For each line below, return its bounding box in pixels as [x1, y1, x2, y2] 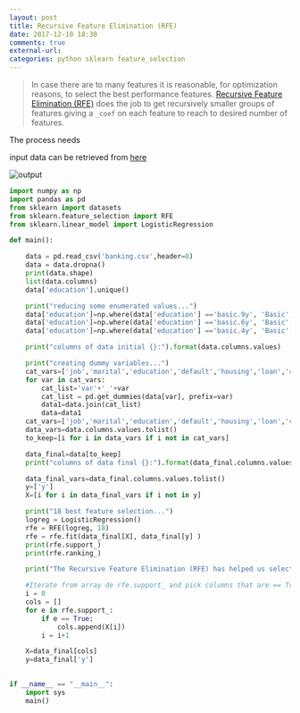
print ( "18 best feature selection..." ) [25, 507, 174, 516]
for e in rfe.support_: [25, 606, 114, 615]
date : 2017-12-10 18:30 [9, 30, 98, 38]
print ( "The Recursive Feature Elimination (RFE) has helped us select [25, 564, 294, 573]
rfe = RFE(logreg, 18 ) [25, 523, 110, 532]
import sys [25, 688, 66, 697]
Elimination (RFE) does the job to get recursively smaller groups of [30, 98, 275, 108]
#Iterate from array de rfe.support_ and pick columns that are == [25, 581, 281, 590]
